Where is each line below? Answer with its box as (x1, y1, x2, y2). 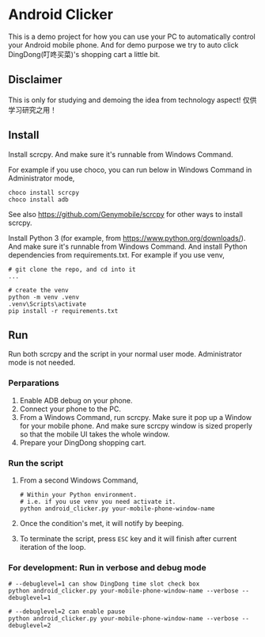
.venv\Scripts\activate (8, 299, 87, 308)
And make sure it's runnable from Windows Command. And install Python (8, 242, 248, 251)
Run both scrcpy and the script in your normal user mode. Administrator (8, 349, 243, 359)
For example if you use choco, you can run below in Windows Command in (8, 165, 252, 174)
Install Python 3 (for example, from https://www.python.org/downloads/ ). (8, 233, 246, 242)
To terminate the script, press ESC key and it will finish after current (19, 533, 237, 544)
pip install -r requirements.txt (8, 307, 119, 315)
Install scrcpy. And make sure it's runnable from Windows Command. (8, 149, 233, 159)
